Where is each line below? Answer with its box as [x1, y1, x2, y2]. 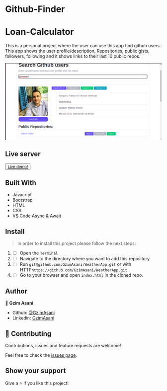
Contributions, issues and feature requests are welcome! [5, 343, 121, 348]
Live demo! [7, 164, 28, 169]
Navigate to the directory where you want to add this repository [19, 256, 150, 262]
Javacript [12, 192, 32, 198]
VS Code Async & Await [12, 213, 61, 219]
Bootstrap [12, 197, 33, 203]
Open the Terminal [19, 250, 58, 256]
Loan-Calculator [5, 26, 74, 38]
